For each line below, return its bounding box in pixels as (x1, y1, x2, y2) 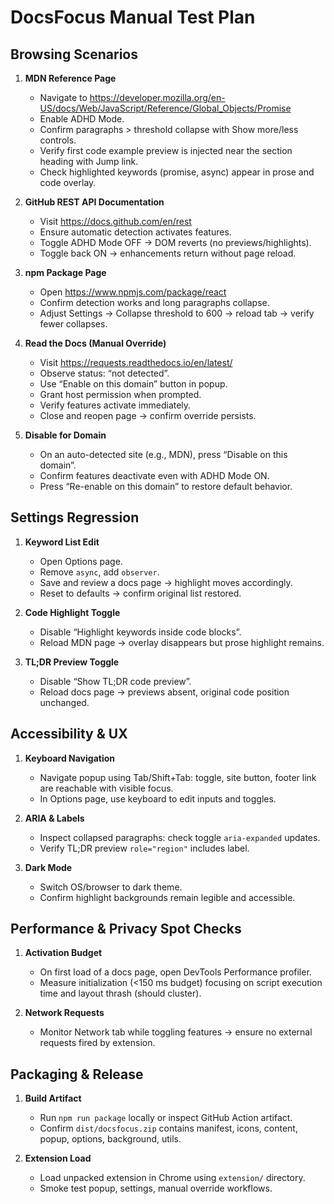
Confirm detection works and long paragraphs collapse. (39, 297, 270, 308)
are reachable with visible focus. (39, 782, 174, 794)
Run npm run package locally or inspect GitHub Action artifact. (39, 1112, 293, 1124)
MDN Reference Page (24, 72, 117, 84)
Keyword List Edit (24, 536, 100, 548)
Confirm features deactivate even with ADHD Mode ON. (39, 470, 270, 481)
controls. (39, 134, 77, 146)
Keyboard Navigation (24, 752, 115, 764)
